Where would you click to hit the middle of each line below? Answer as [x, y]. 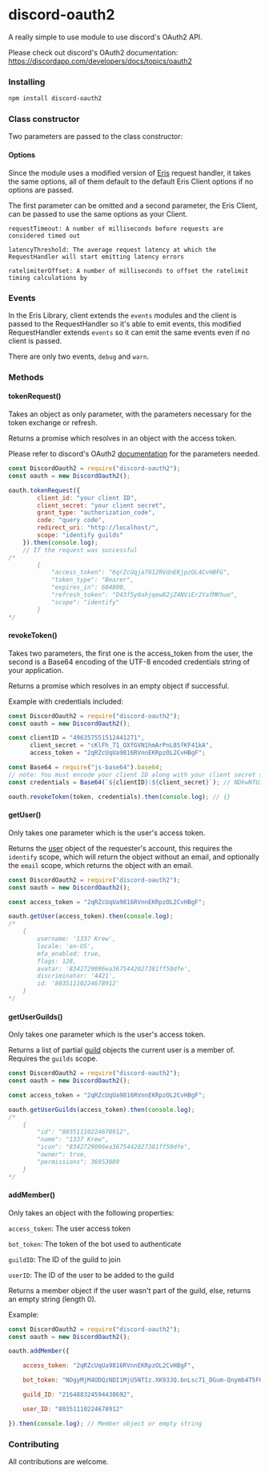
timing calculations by [48, 278]
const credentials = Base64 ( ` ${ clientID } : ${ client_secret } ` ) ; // [120, 782]
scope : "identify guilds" [80, 535]
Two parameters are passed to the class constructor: [96, 136]
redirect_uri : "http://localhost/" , [98, 528]
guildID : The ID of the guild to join [65, 1259]
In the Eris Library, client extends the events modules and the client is [122, 315]
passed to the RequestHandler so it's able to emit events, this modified [125, 323]
